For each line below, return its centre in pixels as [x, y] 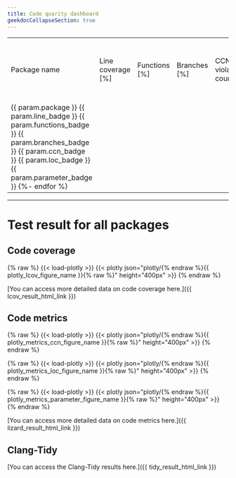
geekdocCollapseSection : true [52, 20]
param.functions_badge [50, 125]
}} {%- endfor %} [39, 186]
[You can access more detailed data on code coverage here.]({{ [99, 288]
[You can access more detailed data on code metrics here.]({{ [97, 420]
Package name [35, 69]
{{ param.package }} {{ [48, 107]
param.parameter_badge [52, 178]
